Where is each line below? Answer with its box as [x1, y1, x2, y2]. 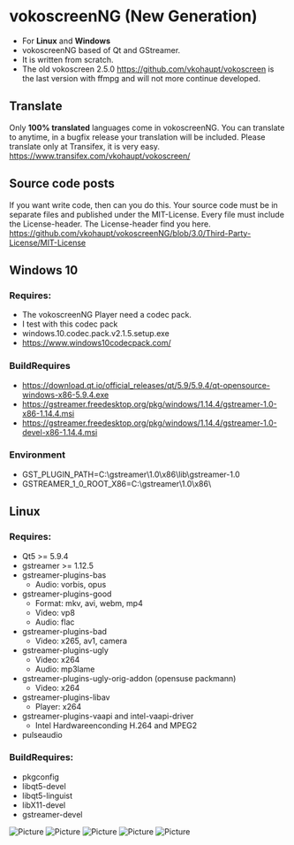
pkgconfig [21, 772, 60, 782]
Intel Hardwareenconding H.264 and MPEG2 [34, 719, 198, 731]
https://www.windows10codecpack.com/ [21, 338, 172, 349]
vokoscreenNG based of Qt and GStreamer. [21, 44, 181, 55]
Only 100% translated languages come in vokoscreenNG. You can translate [9, 122, 285, 133]
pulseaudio [21, 729, 64, 740]
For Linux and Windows [21, 35, 110, 46]
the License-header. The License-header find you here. [9, 219, 211, 229]
